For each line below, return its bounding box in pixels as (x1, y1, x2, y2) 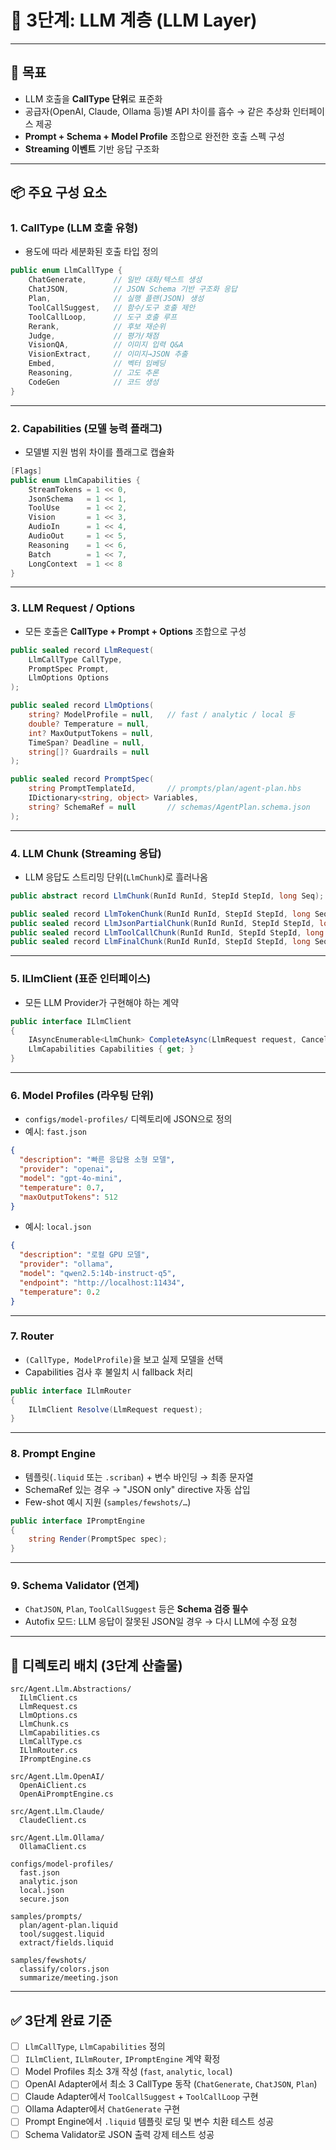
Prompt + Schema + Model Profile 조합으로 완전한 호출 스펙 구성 (24, 130, 285, 142)
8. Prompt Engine (10, 1447, 96, 1461)
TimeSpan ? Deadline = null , (28, 737, 145, 748)
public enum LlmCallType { (10, 266, 123, 276)
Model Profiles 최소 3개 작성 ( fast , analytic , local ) (24, 2066, 233, 2078)
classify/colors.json (19, 1964, 110, 1975)
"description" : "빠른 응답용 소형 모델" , (19, 1155, 176, 1165)
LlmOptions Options (28, 673, 110, 683)
